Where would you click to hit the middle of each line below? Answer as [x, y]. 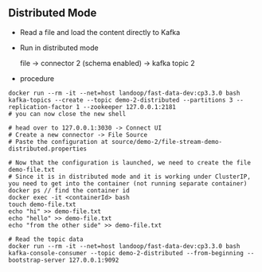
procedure [37, 78]
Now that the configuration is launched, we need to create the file [133, 162]
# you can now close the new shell [67, 114]
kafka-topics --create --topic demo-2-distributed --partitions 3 [121, 100]
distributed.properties [48, 149]
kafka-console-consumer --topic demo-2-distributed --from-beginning [126, 253]
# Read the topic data [46, 239]
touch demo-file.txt [43, 204]
